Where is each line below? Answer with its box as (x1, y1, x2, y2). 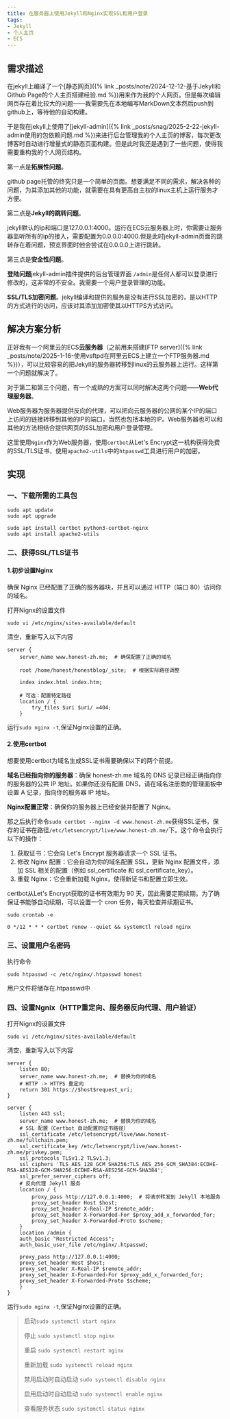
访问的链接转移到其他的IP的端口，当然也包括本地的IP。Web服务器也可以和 (12, 415, 223, 423)
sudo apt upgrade (7, 513, 57, 520)
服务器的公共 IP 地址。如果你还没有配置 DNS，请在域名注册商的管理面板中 (12, 779, 222, 788)
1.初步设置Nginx (7, 566, 53, 574)
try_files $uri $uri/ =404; (31, 704, 112, 711)
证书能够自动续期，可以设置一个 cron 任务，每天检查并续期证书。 (12, 897, 197, 906)
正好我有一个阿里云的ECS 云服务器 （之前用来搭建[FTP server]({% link (7, 343, 203, 351)
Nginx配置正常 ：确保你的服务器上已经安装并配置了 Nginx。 (7, 803, 175, 811)
